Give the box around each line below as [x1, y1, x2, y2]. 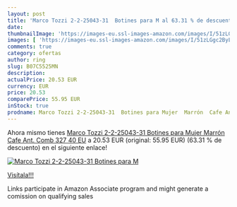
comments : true [7, 43, 52, 50]
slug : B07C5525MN [7, 63, 59, 70]
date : [7, 23, 23, 30]
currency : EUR [7, 83, 49, 90]
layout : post [7, 10, 46, 18]
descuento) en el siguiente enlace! [7, 143, 108, 152]
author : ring [7, 57, 46, 64]
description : [7, 69, 46, 76]
